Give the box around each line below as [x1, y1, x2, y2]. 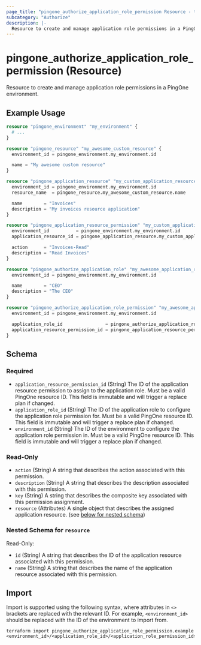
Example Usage [6, 107, 66, 118]
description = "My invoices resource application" [11, 206, 141, 212]
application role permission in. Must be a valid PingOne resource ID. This [14, 431, 194, 439]
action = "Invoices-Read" [11, 244, 90, 250]
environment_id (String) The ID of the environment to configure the [14, 425, 179, 433]
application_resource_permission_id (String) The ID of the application [14, 380, 188, 388]
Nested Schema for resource [6, 526, 90, 535]
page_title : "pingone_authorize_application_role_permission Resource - [6, 8, 191, 15]
